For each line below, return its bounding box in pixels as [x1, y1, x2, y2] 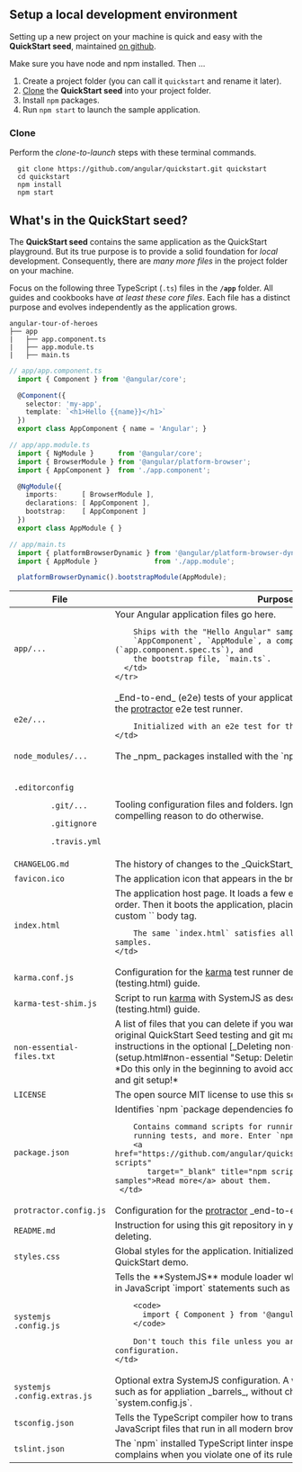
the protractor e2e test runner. [114, 703, 244, 715]
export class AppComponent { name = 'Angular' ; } [17, 425, 207, 434]
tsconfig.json [13, 1418, 75, 1429]
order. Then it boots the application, [114, 899, 266, 911]
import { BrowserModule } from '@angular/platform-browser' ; [17, 457, 252, 466]
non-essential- [13, 1043, 79, 1053]
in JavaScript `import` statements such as [114, 1282, 290, 1295]
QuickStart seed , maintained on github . [9, 40, 156, 51]
